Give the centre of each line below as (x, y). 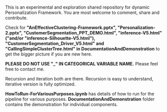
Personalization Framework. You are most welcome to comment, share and (82, 12)
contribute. (16, 18)
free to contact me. (25, 69)
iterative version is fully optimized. (40, 84)
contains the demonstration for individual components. (61, 104)
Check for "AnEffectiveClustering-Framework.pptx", (61, 27)
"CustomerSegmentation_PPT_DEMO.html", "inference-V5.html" (93, 33)
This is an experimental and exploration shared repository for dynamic (77, 7)
